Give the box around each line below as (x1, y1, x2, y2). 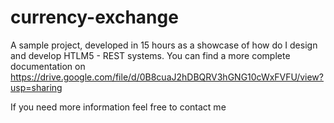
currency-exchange (10, 6, 179, 29)
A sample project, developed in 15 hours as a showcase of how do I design (10, 39, 318, 51)
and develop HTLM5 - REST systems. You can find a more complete (10, 49, 291, 61)
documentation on (10, 60, 86, 72)
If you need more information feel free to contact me (10, 101, 227, 113)
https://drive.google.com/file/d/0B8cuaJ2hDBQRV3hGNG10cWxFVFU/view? (10, 71, 324, 83)
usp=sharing (10, 81, 63, 93)
